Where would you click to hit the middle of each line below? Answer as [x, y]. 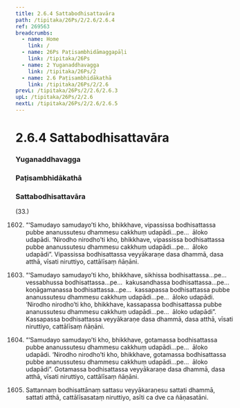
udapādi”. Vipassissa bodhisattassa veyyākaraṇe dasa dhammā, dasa [124, 254]
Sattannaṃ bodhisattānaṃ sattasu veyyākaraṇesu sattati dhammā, [120, 390]
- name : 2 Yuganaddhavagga [61, 65]
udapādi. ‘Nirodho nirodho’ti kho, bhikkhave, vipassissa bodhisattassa [125, 240]
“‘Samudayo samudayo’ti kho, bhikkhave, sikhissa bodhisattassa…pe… [126, 275]
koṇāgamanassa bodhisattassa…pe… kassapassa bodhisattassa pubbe [128, 290]
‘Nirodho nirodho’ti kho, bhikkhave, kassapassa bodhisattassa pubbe [123, 304]
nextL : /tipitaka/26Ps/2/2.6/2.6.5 [67, 104]
